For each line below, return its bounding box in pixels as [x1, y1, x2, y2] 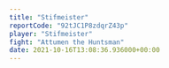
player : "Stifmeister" [9, 29, 93, 38]
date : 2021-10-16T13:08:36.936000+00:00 [9, 46, 161, 55]
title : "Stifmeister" [9, 12, 89, 22]
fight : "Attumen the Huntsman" [9, 37, 125, 47]
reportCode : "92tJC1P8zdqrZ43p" [9, 21, 128, 30]
